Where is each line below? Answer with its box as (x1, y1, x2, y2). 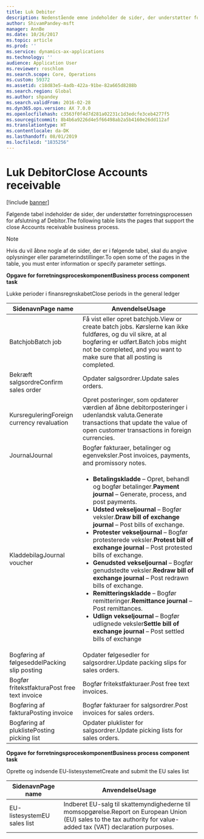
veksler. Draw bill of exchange (93, 512, 180, 521)
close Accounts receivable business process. (6, 223, 120, 230)
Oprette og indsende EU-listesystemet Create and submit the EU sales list (6, 767, 189, 774)
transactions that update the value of (83, 418, 188, 427)
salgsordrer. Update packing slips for (83, 658, 187, 667)
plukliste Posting (9, 726, 55, 734)
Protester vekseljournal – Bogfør (93, 528, 188, 536)
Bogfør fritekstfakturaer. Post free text (83, 679, 190, 688)
